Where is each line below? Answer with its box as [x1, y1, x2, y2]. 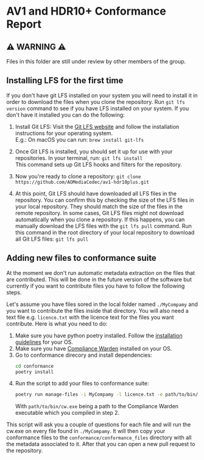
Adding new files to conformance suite [6, 253, 157, 263]
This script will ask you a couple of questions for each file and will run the [6, 421, 191, 428]
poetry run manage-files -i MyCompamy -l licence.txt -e [15, 392, 163, 398]
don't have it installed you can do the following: [6, 111, 125, 119]
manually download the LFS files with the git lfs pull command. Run [15, 222, 192, 230]
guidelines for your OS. [15, 338, 73, 346]
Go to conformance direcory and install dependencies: [15, 351, 152, 359]
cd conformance [15, 363, 54, 369]
